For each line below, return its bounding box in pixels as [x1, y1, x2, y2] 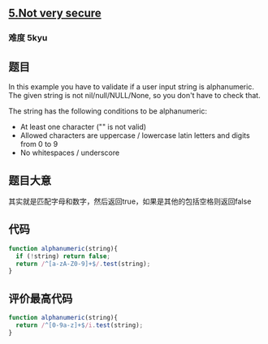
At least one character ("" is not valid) [19, 122, 147, 132]
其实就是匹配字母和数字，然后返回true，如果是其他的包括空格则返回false [8, 196, 252, 206]
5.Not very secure [8, 6, 102, 20]
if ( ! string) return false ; [15, 252, 111, 260]
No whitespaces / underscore [19, 148, 120, 157]
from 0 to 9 [19, 140, 58, 149]
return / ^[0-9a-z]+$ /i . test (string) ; [15, 320, 144, 329]
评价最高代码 [8, 291, 73, 305]
